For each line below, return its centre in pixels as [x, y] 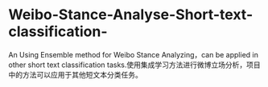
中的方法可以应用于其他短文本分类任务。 [75, 74]
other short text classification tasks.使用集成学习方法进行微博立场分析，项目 [134, 65]
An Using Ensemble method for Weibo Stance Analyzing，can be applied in [134, 54]
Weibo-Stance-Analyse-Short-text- [131, 15]
